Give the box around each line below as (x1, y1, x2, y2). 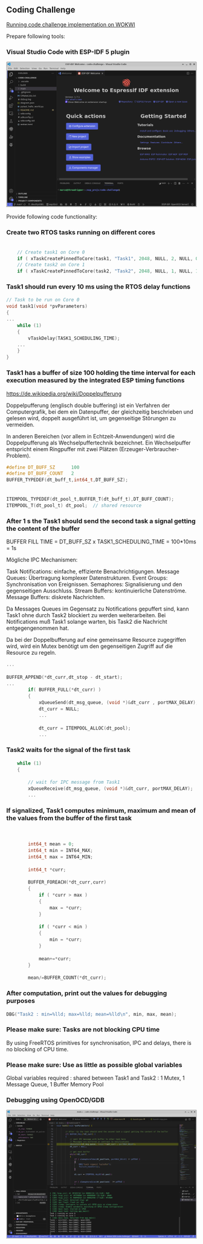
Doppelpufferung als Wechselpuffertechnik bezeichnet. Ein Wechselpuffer (6, 439, 192, 446)
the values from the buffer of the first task (6, 813, 132, 822)
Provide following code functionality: (6, 213, 98, 220)
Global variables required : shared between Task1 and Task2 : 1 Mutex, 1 (6, 1074, 185, 1082)
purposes (6, 996, 35, 1005)
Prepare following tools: (6, 33, 65, 40)
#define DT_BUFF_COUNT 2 (6, 470, 74, 476)
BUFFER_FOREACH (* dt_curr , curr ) (28, 879, 107, 885)
